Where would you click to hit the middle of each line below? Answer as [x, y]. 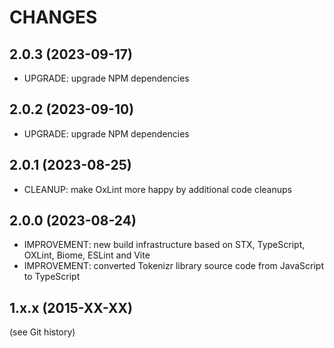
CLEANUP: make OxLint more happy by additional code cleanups [157, 189]
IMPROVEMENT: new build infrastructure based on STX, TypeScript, [164, 245]
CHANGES [53, 17]
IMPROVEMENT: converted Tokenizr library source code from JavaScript [173, 266]
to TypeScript [52, 277]
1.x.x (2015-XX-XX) [71, 307]
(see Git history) [42, 332]
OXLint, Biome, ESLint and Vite [87, 255]
